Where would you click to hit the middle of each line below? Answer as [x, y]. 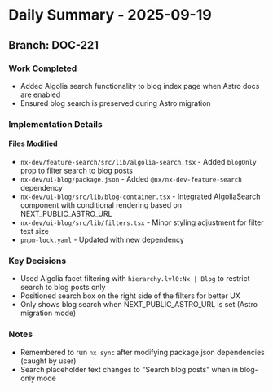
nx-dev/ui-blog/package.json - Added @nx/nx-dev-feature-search [131, 179]
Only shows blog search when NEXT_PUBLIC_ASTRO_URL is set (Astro [139, 305]
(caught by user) [48, 361]
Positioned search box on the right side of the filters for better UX [130, 296]
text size [34, 231]
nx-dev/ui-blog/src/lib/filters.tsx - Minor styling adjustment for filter [142, 222]
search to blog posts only [63, 288]
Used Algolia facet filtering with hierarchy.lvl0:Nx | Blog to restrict [135, 279]
